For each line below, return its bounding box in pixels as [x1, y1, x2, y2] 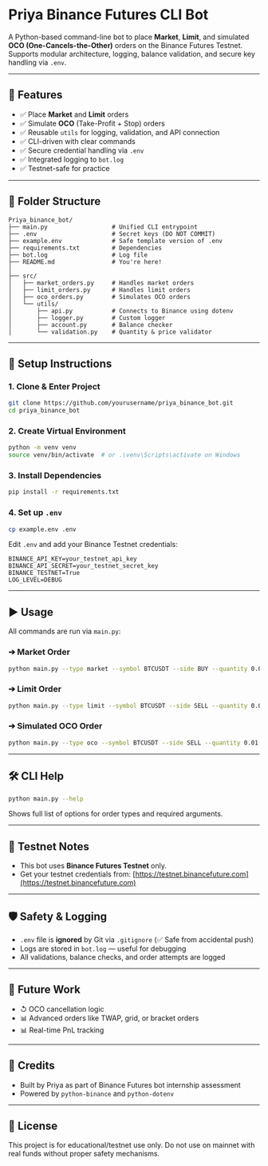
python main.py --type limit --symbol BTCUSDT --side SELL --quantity [8, 701, 248, 709]
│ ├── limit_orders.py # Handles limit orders [8, 286, 191, 293]
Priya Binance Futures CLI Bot [8, 6, 209, 24]
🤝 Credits [8, 1059, 56, 1072]
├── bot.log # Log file [8, 250, 148, 259]
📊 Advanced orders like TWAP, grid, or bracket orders [19, 1013, 199, 1023]
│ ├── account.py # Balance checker [8, 321, 173, 329]
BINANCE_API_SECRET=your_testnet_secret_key [8, 562, 159, 570]
